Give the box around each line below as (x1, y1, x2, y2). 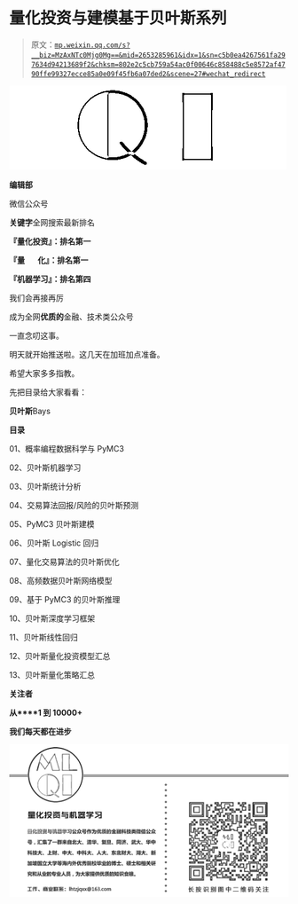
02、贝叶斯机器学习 (9, 462, 82, 473)
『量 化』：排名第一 (9, 255, 89, 265)
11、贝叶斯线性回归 (9, 632, 78, 642)
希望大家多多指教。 (9, 367, 80, 378)
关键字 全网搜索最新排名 (9, 216, 95, 227)
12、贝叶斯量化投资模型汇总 (9, 650, 111, 661)
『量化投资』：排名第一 (9, 236, 91, 247)
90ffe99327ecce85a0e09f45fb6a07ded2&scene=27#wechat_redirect (30, 69, 266, 78)
